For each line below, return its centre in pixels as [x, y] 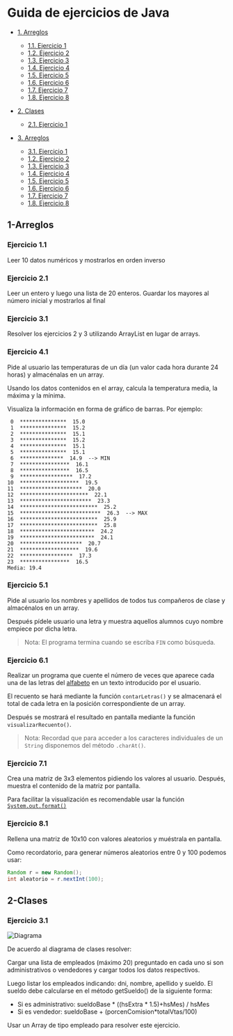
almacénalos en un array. [43, 608]
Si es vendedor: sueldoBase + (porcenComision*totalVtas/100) [107, 1012]
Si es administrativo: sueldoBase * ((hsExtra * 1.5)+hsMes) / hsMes [113, 1005]
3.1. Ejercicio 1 [48, 151]
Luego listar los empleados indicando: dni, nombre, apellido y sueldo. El [110, 984]
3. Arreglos [33, 138]
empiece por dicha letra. [42, 629]
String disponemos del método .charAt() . [85, 746]
